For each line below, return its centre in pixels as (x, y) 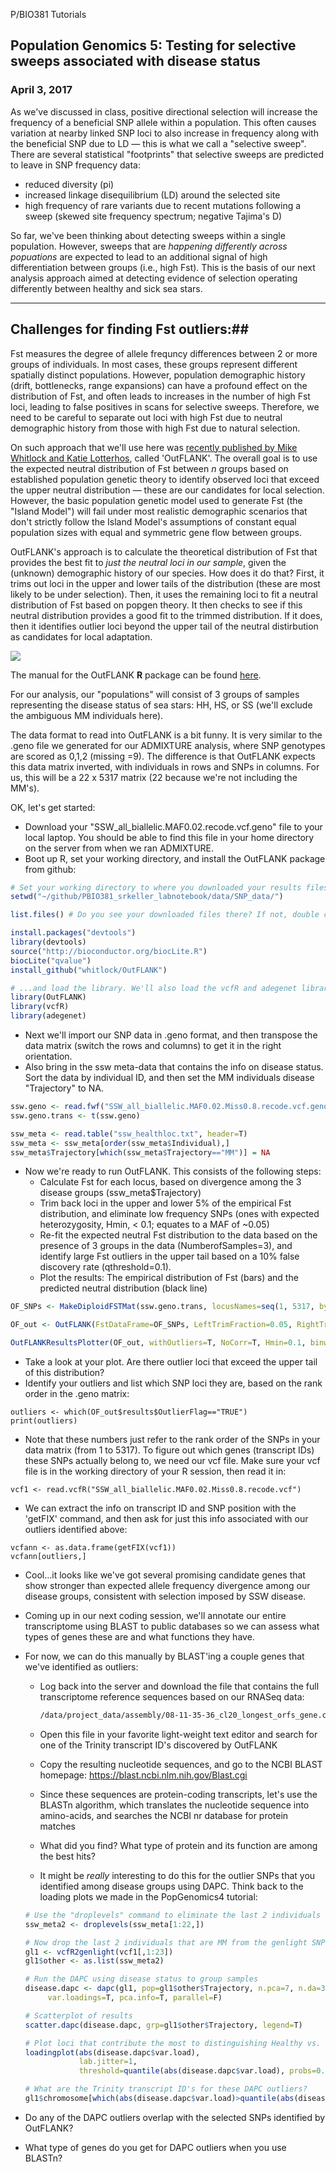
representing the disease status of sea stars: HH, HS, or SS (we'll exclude (161, 705)
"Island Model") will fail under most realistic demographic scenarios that (159, 511)
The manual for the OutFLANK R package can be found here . (136, 675)
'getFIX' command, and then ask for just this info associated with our (166, 1518)
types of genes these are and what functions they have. (139, 1637)
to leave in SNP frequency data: (75, 165)
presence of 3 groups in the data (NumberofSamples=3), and (166, 1246)
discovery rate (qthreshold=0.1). (105, 1267)
